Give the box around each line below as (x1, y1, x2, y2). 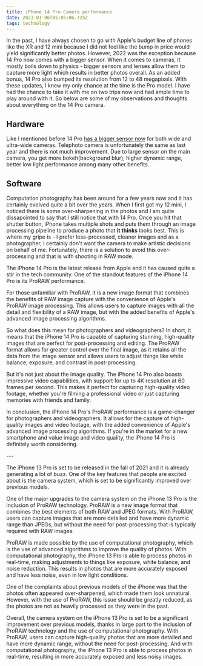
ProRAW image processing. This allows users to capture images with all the (6, 302, 195, 309)
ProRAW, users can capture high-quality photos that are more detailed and (6, 634, 192, 641)
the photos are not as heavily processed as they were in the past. (6, 602, 170, 610)
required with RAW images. (6, 528, 75, 534)
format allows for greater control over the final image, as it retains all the (6, 346, 187, 353)
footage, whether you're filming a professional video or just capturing (6, 390, 180, 397)
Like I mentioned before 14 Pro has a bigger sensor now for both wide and (6, 135, 191, 143)
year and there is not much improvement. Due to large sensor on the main (6, 148, 191, 155)
